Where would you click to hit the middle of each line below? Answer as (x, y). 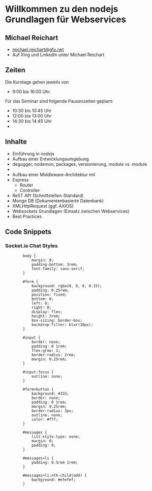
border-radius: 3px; (52, 411)
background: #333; (50, 394)
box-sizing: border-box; (57, 321)
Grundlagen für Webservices (66, 19)
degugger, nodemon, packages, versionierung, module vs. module (80, 164)
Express (20, 180)
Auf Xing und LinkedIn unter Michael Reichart (58, 55)
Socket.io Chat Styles (31, 245)
